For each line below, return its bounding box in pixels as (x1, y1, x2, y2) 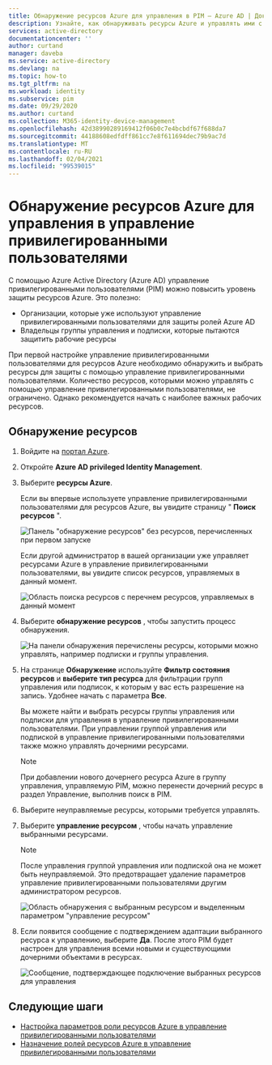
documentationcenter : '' (8, 34, 92, 43)
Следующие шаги (8, 1000, 104, 1014)
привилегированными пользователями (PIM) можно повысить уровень (8, 284, 257, 294)
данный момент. (19, 576, 78, 586)
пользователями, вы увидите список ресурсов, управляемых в (19, 567, 240, 577)
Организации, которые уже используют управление (19, 308, 202, 318)
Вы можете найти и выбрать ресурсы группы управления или (19, 706, 235, 716)
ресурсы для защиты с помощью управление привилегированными (8, 367, 245, 377)
